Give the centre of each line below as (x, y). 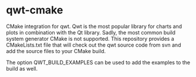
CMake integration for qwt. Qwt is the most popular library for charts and (94, 26)
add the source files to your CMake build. (56, 51)
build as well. (22, 68)
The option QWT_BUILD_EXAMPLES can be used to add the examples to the (98, 62)
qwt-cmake (35, 10)
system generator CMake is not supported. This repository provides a (90, 38)
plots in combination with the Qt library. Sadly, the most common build (91, 32)
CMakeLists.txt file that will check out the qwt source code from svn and (94, 45)
